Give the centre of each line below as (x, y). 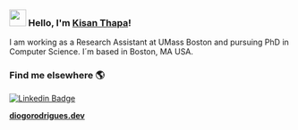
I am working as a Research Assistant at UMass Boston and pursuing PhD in (149, 42)
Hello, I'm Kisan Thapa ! (80, 22)
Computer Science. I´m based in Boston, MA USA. (102, 52)
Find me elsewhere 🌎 (57, 76)
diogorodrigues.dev (47, 115)
